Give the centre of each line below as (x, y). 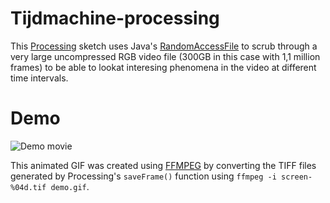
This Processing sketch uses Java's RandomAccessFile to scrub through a (164, 46)
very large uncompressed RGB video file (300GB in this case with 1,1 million (165, 56)
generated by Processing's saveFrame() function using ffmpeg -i (143, 176)
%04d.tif (28, 187)
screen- (297, 177)
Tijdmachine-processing (115, 18)
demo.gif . (70, 186)
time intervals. (39, 78)
